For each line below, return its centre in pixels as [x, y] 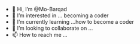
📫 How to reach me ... [39, 35]
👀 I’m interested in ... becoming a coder [60, 15]
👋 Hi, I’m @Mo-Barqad [39, 9]
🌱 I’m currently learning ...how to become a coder [73, 22]
